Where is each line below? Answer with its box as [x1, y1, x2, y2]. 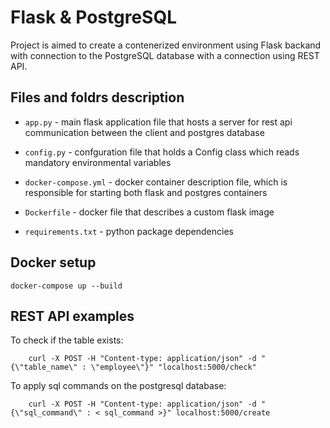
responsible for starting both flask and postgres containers [24, 186, 268, 198]
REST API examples [10, 307, 135, 325]
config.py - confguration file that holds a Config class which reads [24, 146, 300, 158]
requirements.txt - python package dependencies [24, 225, 234, 237]
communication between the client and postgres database [24, 126, 265, 138]
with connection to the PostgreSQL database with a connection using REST [10, 49, 320, 61]
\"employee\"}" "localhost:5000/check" [90, 362, 257, 373]
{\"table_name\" [10, 362, 78, 373]
